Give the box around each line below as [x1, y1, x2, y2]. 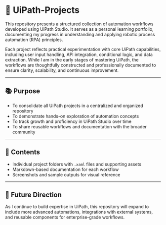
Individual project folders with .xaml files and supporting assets [12, 161, 142, 167]
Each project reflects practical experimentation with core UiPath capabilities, [5, 46, 161, 52]
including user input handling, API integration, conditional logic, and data [5, 52, 153, 57]
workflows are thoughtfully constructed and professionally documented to [5, 62, 157, 68]
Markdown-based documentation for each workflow [12, 166, 119, 172]
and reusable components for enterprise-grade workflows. [5, 214, 125, 220]
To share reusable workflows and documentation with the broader [12, 123, 147, 129]
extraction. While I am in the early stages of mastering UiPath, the [5, 56, 139, 62]
